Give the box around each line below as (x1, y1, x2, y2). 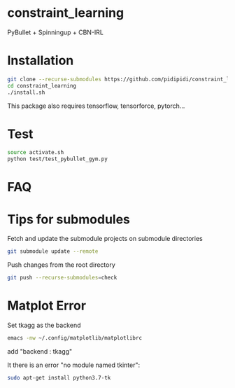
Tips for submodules (7, 212, 131, 227)
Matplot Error (7, 298, 86, 314)
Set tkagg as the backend (7, 321, 81, 329)
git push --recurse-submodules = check (7, 275, 117, 282)
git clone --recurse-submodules (7, 76, 101, 83)
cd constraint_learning (7, 82, 77, 89)
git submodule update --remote (7, 248, 99, 255)
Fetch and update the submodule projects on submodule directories (7, 235, 203, 243)
